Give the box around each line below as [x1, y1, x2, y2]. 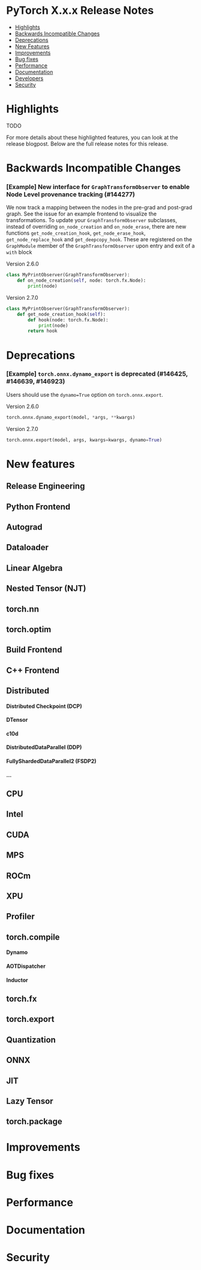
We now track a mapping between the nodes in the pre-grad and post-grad [6, 204, 193, 211]
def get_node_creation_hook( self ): [17, 311, 106, 317]
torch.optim [6, 624, 52, 634]
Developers [14, 75, 44, 82]
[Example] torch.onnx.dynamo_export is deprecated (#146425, [6, 370, 188, 378]
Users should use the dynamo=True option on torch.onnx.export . [6, 391, 164, 398]
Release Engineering [6, 481, 85, 491]
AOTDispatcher [6, 962, 46, 970]
